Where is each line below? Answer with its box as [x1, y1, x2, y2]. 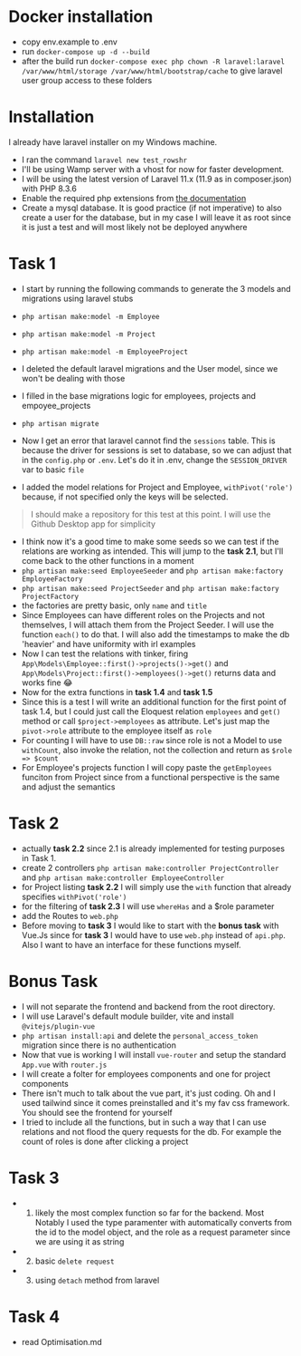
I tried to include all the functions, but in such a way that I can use [21, 1117, 268, 1128]
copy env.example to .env [21, 36, 118, 47]
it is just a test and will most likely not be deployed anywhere [21, 221, 248, 232]
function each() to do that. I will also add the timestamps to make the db [21, 628, 290, 640]
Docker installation [8, 6, 154, 27]
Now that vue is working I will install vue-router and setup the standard [21, 1049, 287, 1060]
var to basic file [21, 464, 85, 475]
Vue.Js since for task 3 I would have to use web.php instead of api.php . [21, 929, 286, 940]
